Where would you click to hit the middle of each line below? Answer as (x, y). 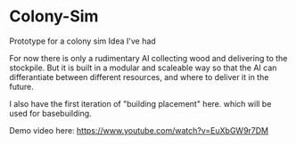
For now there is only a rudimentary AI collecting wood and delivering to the (148, 58)
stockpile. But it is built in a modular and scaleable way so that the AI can (143, 68)
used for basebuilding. (50, 113)
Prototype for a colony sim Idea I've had (82, 41)
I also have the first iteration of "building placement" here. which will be (140, 103)
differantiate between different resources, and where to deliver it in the (139, 77)
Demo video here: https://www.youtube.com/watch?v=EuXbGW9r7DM (139, 130)
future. (21, 86)
